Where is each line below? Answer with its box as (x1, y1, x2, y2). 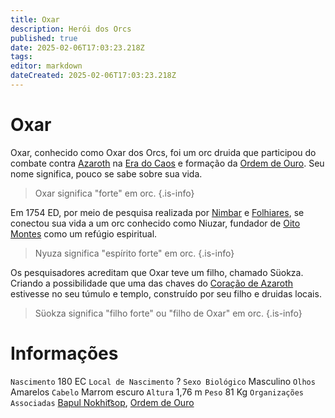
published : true (10, 33, 78, 43)
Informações (10, 342, 119, 365)
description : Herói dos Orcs (10, 24, 132, 34)
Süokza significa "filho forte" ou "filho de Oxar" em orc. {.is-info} (34, 307, 303, 319)
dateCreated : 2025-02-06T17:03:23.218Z (10, 71, 177, 81)
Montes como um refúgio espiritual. (10, 227, 158, 240)
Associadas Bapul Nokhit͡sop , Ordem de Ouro (10, 396, 195, 408)
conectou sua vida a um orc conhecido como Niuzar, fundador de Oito (10, 217, 301, 229)
